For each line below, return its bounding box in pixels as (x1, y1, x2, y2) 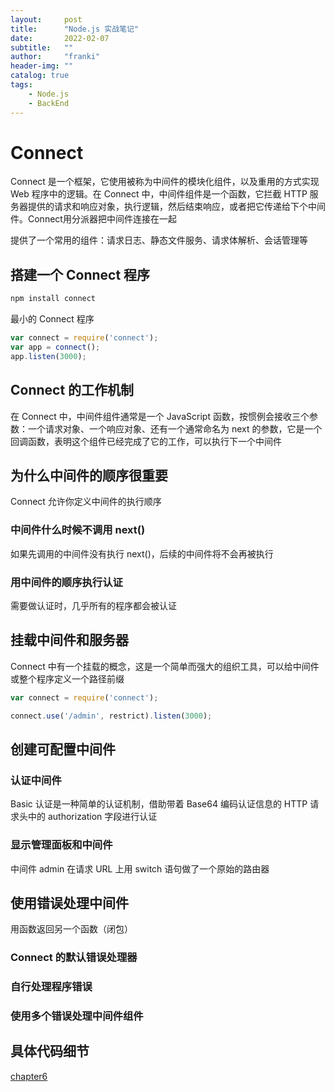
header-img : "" (10, 61, 74, 71)
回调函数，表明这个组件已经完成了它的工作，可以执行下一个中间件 (10, 435, 282, 447)
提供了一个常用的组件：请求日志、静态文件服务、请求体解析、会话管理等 (10, 234, 308, 246)
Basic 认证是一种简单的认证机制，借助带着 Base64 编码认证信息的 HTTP (10, 798, 308, 810)
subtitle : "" (10, 42, 74, 53)
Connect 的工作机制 (10, 382, 135, 399)
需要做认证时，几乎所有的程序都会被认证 (10, 599, 177, 611)
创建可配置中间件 (10, 741, 116, 758)
